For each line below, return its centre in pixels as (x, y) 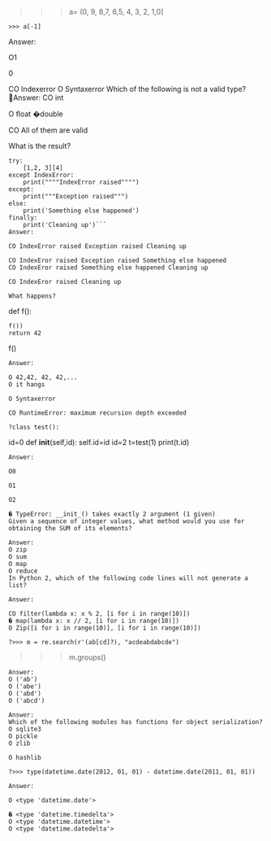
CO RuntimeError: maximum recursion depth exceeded (97, 413)
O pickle (23, 736)
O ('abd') (25, 694)
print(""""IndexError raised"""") (81, 182)
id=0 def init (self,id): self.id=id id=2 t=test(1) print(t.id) (99, 442)
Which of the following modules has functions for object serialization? (136, 722)
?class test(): (34, 427)
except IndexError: (41, 175)
